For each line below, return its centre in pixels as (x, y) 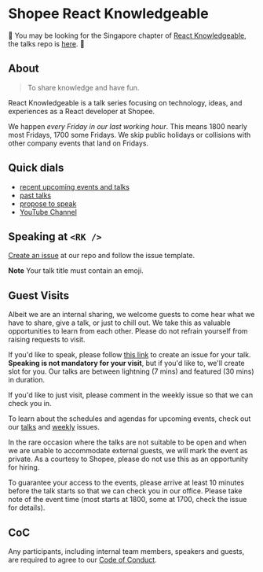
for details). (27, 507)
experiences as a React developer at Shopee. (82, 111)
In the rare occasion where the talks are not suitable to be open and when (128, 442)
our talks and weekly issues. (54, 427)
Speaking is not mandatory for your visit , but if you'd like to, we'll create (126, 363)
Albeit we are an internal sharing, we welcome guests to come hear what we (131, 315)
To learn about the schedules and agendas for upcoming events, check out (130, 419)
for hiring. (24, 467)
